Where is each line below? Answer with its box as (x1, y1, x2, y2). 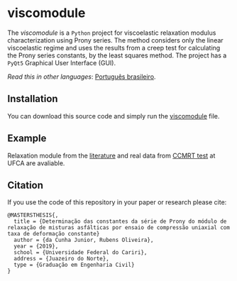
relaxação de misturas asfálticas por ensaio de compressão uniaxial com (7, 224, 231, 231)
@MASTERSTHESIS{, (7, 211, 59, 219)
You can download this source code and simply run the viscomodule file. (7, 111, 220, 120)
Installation (7, 93, 58, 105)
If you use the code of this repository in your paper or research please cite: (7, 198, 227, 206)
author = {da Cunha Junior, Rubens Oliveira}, (13, 236, 154, 244)
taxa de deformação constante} (7, 231, 100, 238)
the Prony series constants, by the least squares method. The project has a (7, 51, 227, 60)
